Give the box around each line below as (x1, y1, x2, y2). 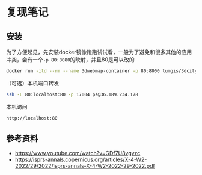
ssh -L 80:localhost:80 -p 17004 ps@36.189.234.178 (6, 91, 138, 97)
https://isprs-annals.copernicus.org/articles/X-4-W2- (14, 156, 147, 163)
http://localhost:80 (6, 115, 58, 121)
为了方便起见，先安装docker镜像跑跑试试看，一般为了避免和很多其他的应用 (6, 49, 192, 55)
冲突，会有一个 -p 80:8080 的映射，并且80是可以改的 (6, 56, 135, 63)
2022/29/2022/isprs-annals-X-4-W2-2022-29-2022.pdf (14, 162, 155, 170)
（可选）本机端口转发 (6, 79, 59, 87)
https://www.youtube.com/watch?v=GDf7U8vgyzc (14, 150, 141, 157)
